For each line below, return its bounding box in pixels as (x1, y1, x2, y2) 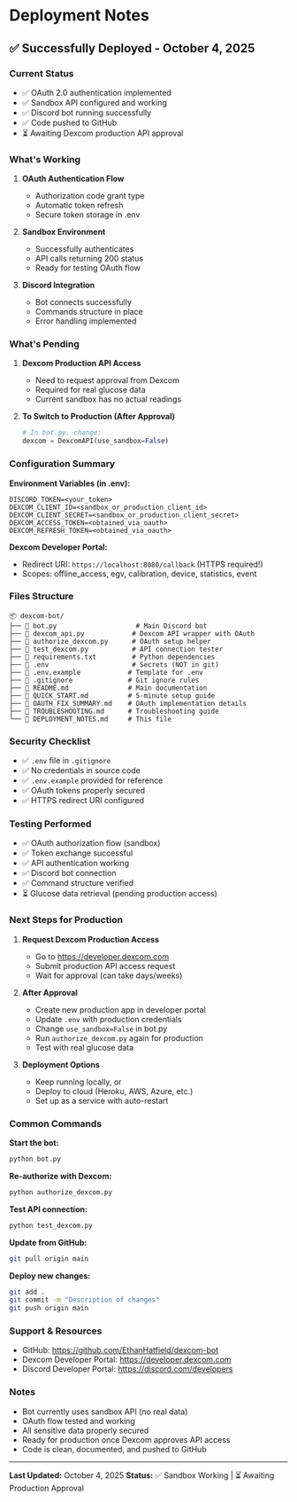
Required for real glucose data (34, 385, 146, 395)
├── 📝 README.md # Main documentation (9, 684, 208, 692)
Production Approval (9, 1482, 84, 1493)
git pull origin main (9, 1254, 89, 1263)
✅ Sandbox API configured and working (21, 97, 168, 107)
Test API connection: (9, 1203, 88, 1215)
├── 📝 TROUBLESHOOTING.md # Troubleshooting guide (9, 707, 219, 716)
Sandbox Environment (21, 227, 106, 238)
